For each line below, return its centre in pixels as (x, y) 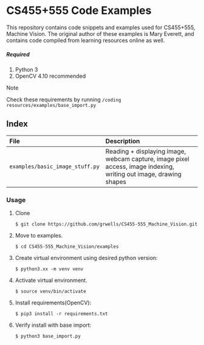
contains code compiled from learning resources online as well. (86, 40)
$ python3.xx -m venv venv (49, 269)
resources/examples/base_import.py (51, 105)
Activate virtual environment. (51, 281)
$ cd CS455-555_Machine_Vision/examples (67, 247)
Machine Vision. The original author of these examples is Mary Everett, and (100, 33)
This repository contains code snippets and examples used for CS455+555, (101, 27)
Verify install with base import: (53, 325)
